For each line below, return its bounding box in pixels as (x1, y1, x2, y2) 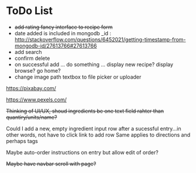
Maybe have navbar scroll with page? (6, 160, 97, 167)
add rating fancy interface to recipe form (14, 23, 113, 30)
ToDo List (6, 4, 53, 18)
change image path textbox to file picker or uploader (14, 73, 142, 80)
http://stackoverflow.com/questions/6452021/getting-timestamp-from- (14, 36, 186, 43)
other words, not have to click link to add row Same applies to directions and (6, 131, 191, 138)
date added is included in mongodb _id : (14, 29, 112, 36)
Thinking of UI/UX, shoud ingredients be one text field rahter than (6, 107, 164, 114)
